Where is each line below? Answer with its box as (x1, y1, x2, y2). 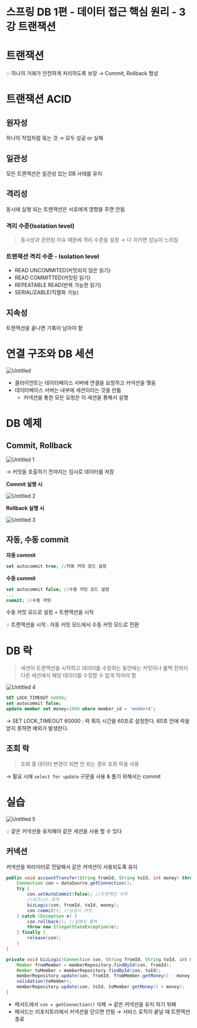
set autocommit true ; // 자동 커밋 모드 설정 (6, 563, 107, 569)
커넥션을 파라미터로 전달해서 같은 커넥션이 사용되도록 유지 (6, 863, 138, 870)
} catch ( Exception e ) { (16, 913, 77, 919)
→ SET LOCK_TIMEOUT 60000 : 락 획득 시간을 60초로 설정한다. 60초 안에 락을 (6, 717, 190, 724)
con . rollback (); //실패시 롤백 (27, 919, 98, 924)
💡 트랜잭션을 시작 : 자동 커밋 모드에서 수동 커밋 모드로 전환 (6, 621, 140, 628)
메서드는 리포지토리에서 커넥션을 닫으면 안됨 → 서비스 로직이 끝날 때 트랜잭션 (14, 1008, 191, 1015)
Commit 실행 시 (6, 480, 43, 488)
